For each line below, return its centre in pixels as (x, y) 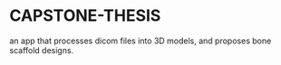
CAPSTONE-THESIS (85, 16)
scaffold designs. (42, 50)
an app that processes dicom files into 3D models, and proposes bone (140, 41)
